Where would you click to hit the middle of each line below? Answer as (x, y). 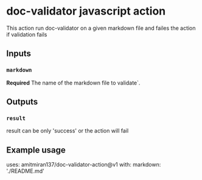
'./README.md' (25, 171)
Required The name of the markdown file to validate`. (73, 83)
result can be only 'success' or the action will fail (68, 131)
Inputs (19, 54)
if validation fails (27, 34)
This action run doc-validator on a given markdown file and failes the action (101, 28)
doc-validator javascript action (86, 11)
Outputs (22, 102)
